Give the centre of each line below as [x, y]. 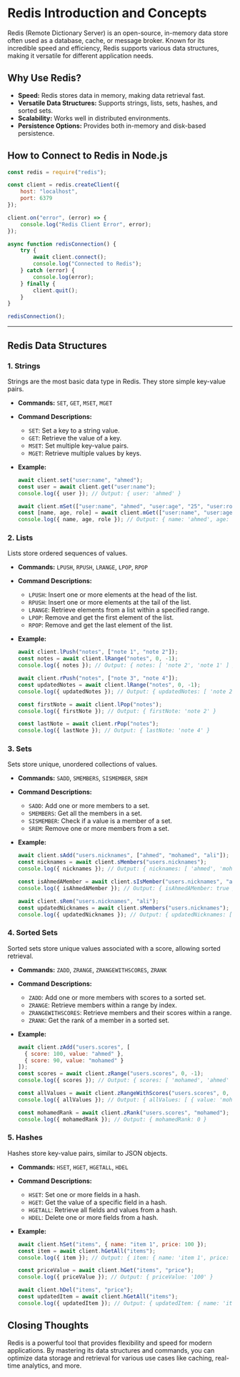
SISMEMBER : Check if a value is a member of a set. [100, 821]
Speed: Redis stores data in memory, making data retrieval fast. [111, 95]
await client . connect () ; [70, 257]
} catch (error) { [47, 271]
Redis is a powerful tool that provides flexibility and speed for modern [110, 1343]
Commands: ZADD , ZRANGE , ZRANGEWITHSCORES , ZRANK [92, 969]
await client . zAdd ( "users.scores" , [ [74, 1047]
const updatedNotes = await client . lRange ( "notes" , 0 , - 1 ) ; [109, 685]
